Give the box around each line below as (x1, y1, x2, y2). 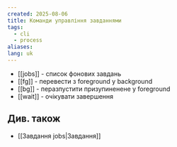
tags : (7, 23, 23, 31)
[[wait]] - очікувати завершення (17, 92, 114, 100)
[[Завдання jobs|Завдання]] (17, 131, 101, 140)
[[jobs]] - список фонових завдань (17, 69, 122, 78)
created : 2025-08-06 (7, 10, 69, 18)
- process (13, 37, 42, 44)
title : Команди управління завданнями (7, 17, 122, 24)
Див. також (7, 113, 61, 125)
